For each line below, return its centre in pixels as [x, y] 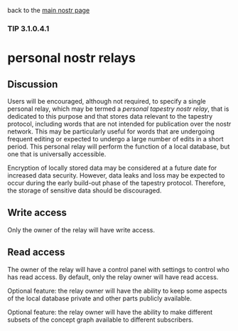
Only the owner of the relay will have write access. [81, 229]
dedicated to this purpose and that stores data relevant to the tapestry [110, 116]
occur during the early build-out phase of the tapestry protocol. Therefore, [117, 183]
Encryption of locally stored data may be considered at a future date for [112, 168]
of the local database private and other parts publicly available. [99, 298]
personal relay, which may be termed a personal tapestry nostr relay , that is [118, 109]
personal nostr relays [72, 58]
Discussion [33, 84]
